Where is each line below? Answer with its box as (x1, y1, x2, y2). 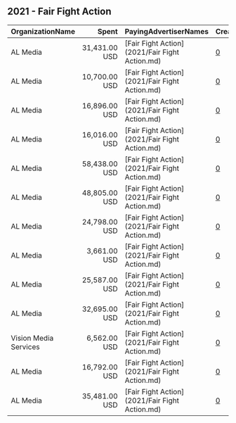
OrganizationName (11, 26, 76, 36)
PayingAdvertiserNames (124, 26, 209, 36)
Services (11, 341, 40, 351)
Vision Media (11, 333, 54, 343)
